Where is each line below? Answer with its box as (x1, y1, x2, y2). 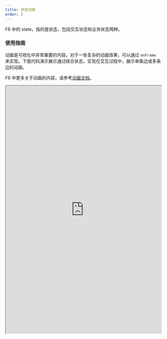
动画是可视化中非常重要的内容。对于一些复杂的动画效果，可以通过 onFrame (5, 52, 157, 57)
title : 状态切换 (5, 7, 36, 12)
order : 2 (5, 12, 23, 17)
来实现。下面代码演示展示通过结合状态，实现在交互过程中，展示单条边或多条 (5, 58, 161, 64)
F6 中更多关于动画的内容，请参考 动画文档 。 (5, 75, 94, 81)
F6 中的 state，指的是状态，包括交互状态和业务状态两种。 (5, 26, 123, 32)
